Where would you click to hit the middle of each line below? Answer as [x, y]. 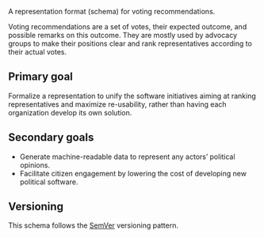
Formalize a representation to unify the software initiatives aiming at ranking [132, 96]
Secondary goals [51, 138]
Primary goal [41, 77]
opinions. [34, 164]
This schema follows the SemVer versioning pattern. [93, 225]
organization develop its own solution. [70, 112]
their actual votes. [38, 52]
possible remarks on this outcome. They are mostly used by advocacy [123, 35]
